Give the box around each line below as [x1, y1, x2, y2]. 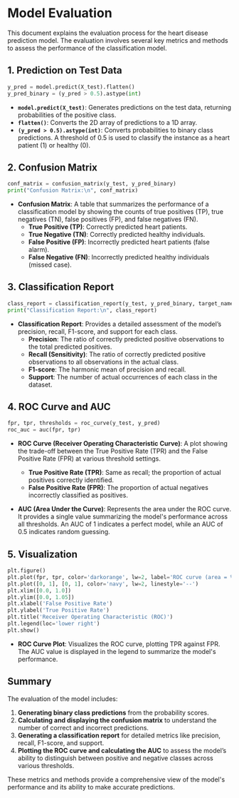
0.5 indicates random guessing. [17, 528, 110, 536]
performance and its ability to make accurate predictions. [7, 782, 176, 791]
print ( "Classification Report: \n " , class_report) [7, 307, 158, 314]
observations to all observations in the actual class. [28, 357, 179, 366]
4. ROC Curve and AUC [7, 401, 112, 413]
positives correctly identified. [28, 476, 115, 484]
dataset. [28, 380, 53, 389]
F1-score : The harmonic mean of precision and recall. [28, 365, 186, 374]
